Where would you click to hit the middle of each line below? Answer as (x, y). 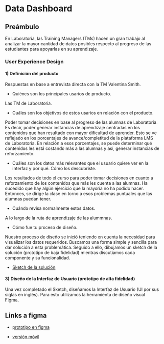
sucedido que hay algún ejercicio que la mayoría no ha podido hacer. (75, 188)
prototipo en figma (31, 327)
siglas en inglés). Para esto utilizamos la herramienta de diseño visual (75, 295)
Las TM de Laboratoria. (29, 103)
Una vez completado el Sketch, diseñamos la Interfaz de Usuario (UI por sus (82, 289)
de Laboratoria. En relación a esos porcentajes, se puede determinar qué (79, 143)
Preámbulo (22, 27)
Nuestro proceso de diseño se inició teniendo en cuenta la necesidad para (80, 237)
